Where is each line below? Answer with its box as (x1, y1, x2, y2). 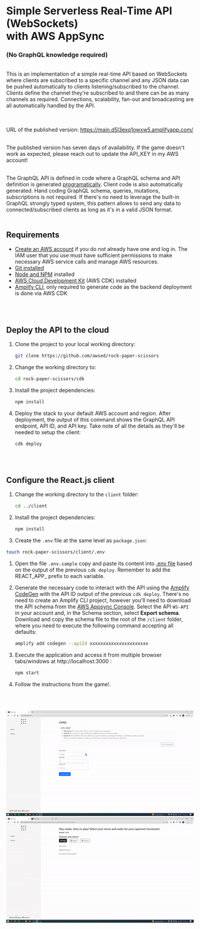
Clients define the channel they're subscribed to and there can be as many (6, 89, 189, 96)
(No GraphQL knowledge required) (6, 51, 108, 59)
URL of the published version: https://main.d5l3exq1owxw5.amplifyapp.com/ (6, 126, 193, 133)
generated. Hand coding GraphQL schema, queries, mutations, (6, 187, 161, 194)
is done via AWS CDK (14, 290, 68, 297)
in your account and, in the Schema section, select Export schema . (14, 610, 180, 617)
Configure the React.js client (6, 475, 115, 485)
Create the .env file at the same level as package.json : (14, 537, 147, 544)
